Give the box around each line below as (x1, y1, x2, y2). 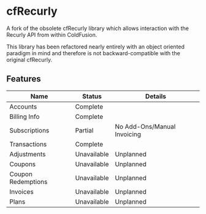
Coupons (9, 159, 36, 168)
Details (145, 92, 167, 101)
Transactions (9, 140, 47, 148)
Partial (75, 126, 94, 134)
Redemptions (9, 177, 48, 186)
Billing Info (9, 112, 40, 121)
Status (82, 92, 102, 101)
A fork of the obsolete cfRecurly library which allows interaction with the (6, 25, 189, 32)
